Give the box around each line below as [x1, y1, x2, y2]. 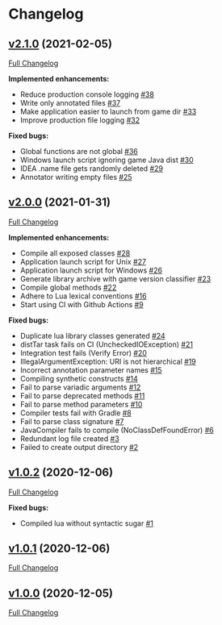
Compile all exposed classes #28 [19, 248, 131, 258]
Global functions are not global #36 [19, 147, 139, 156]
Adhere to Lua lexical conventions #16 [19, 291, 147, 301]
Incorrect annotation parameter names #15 [19, 365, 163, 375]
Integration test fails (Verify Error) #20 [19, 348, 148, 357]
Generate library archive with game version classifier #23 [19, 273, 212, 283]
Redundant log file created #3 [19, 433, 119, 444]
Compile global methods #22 [19, 282, 117, 292]
